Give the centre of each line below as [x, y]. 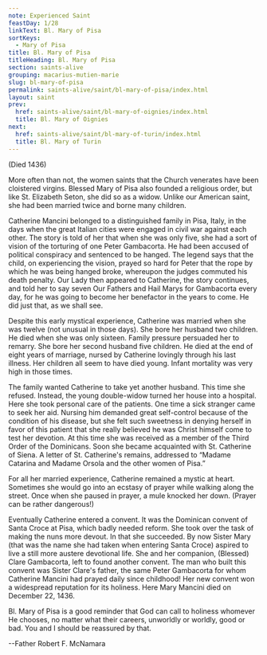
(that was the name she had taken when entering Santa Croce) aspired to [128, 545]
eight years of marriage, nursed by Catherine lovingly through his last [122, 355]
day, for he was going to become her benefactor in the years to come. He [129, 296]
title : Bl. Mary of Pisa [49, 53]
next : [17, 127]
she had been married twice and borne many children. [97, 205]
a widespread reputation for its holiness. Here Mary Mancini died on [120, 587]
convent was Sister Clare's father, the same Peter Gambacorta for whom [128, 570]
